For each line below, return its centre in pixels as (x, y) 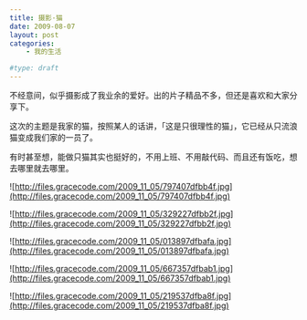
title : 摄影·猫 (36, 18)
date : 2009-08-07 (42, 26)
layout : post (34, 35)
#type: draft (34, 68)
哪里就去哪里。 (45, 168)
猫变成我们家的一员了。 (53, 137)
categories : (32, 43)
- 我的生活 (44, 52)
